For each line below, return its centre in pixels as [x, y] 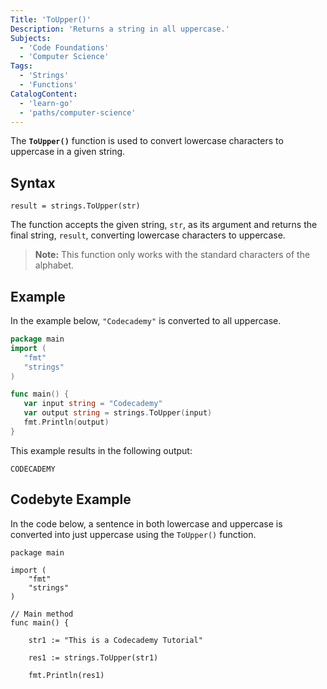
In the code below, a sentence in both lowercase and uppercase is [146, 523]
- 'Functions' [48, 85]
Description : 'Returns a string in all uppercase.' [120, 29]
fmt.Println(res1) [66, 675]
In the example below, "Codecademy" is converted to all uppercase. [146, 320]
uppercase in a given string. [68, 152]
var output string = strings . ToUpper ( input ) [118, 413]
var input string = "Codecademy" [93, 404]
